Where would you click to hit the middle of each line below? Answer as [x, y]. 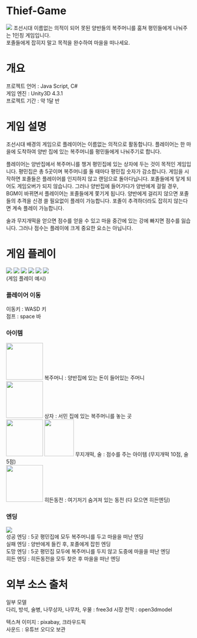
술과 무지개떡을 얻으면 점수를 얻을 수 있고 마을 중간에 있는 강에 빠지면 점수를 [93, 220]
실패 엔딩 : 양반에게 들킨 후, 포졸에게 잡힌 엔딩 [59, 544]
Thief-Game [36, 11]
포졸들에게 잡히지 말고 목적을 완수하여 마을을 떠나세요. [68, 42]
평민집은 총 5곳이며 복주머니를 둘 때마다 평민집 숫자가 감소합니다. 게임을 [101, 171]
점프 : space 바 [24, 317]
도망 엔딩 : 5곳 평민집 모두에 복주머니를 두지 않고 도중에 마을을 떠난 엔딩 [88, 551]
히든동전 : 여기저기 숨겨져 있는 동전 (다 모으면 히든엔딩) [107, 500]
